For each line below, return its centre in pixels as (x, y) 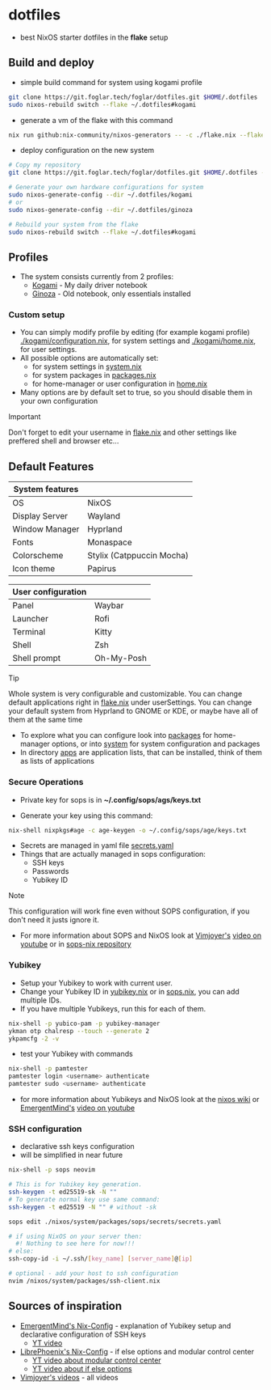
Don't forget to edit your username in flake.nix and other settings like (123, 432)
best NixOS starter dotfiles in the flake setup (94, 37)
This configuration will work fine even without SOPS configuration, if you (129, 911)
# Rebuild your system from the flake (73, 224)
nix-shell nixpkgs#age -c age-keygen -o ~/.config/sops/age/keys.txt (128, 830)
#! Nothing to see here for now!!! (75, 1244)
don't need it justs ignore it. (54, 920)
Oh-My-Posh (121, 659)
